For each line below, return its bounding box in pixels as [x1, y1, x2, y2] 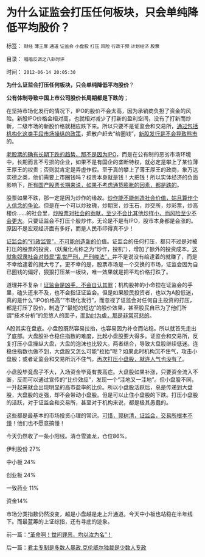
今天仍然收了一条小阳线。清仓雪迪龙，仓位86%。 [6, 432, 131, 440]
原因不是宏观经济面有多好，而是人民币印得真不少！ [6, 224, 134, 232]
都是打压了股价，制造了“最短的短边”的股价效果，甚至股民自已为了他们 [6, 304, 182, 311]
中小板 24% [6, 458, 36, 465]
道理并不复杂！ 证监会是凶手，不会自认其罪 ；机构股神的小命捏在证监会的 [6, 281, 187, 288]
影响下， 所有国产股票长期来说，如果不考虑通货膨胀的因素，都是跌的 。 [6, 181, 182, 188]
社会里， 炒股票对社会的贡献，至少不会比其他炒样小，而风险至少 [31, 209, 192, 217]
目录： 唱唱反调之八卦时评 [6, 55, 65, 62]
